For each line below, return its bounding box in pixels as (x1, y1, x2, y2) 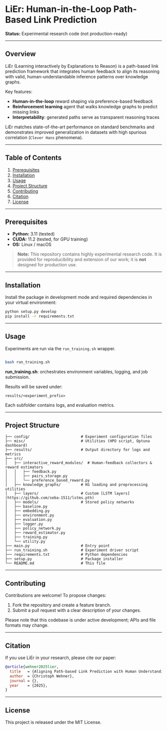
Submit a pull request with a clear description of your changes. (12, 607, 142, 613)
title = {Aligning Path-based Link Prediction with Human (9, 669, 137, 674)
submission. (5, 374, 30, 380)
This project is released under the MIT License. (5, 720, 102, 726)
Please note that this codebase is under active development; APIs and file (5, 617, 156, 623)
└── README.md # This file (5, 561, 106, 566)
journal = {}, (9, 678, 39, 683)
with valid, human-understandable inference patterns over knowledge (5, 73, 148, 79)
